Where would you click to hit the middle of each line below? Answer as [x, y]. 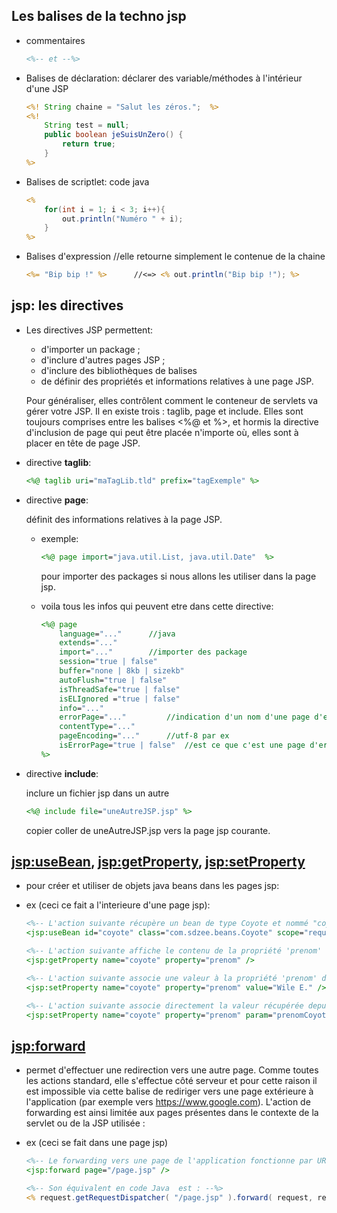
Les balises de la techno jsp [99, 16]
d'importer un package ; [90, 349]
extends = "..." [88, 643]
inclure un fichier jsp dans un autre [97, 793]
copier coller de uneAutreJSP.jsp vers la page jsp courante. [148, 830]
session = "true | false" [108, 662]
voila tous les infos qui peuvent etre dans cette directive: [157, 606]
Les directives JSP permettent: [89, 330]
